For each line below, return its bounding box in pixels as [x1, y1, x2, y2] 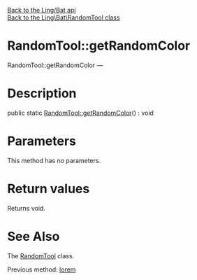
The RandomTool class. [7, 251, 75, 260]
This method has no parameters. [7, 156, 101, 164]
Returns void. [7, 204, 45, 212]
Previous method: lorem [7, 265, 76, 274]
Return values [7, 181, 90, 197]
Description [7, 85, 77, 101]
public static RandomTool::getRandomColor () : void [7, 108, 154, 117]
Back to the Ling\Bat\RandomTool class [7, 13, 120, 22]
